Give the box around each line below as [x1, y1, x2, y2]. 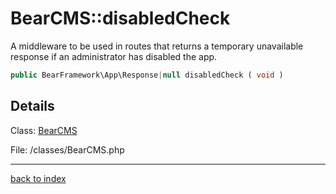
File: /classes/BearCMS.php [10, 143, 125, 156]
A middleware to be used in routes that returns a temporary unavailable [10, 40, 304, 52]
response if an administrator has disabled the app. [10, 50, 218, 62]
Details [10, 98, 55, 115]
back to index [10, 172, 67, 184]
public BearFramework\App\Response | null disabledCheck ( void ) [10, 70, 284, 80]
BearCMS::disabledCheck [10, 7, 231, 30]
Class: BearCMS [10, 124, 78, 136]
